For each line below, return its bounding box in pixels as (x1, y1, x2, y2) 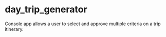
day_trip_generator (5, 4, 88, 15)
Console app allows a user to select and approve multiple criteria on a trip (5, 21, 161, 27)
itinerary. (5, 26, 24, 32)
